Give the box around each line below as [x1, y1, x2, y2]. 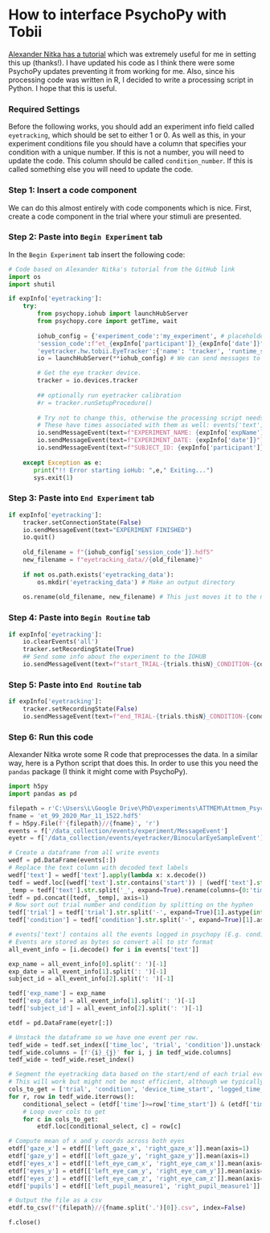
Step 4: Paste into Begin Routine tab [8, 612, 151, 624]
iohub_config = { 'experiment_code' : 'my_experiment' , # [37, 332, 225, 340]
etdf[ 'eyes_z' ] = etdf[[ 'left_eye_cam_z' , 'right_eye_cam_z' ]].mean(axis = [8, 1174, 264, 1182]
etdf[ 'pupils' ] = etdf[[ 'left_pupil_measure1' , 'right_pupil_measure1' [8, 1182, 253, 1190]
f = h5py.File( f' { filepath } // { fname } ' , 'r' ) [8, 819, 160, 827]
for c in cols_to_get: [22, 1115, 99, 1123]
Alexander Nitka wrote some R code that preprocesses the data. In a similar [8, 750, 259, 760]
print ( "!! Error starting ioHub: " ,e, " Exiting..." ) [33, 466, 215, 474]
